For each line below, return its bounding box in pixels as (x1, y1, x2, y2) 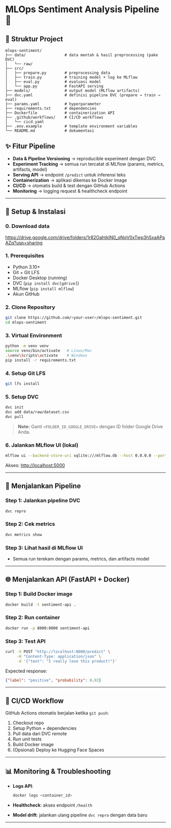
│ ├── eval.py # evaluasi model (5, 79, 101, 84)
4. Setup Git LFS (5, 370, 46, 377)
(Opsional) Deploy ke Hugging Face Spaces (12, 747, 104, 753)
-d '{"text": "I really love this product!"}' (16, 659, 117, 664)
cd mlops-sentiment (5, 319, 47, 325)
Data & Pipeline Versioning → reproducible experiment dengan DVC (12, 155, 156, 161)
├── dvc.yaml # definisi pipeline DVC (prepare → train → (5, 93, 160, 98)
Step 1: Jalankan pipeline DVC (5, 497, 80, 504)
